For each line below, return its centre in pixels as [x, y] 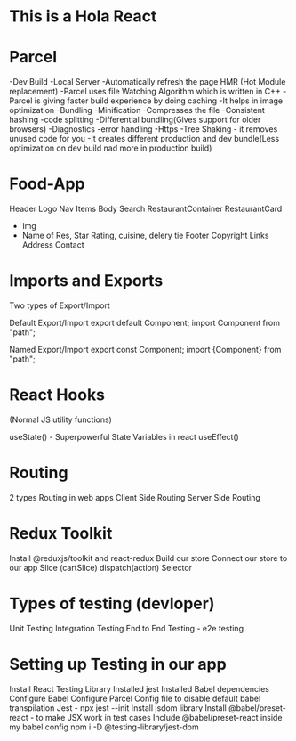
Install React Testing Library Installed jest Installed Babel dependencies [139, 688]
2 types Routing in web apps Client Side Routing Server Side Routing [135, 497]
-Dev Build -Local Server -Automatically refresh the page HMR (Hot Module [148, 82]
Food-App [47, 184]
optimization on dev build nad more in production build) [111, 148]
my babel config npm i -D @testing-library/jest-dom [104, 727]
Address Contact [53, 245]
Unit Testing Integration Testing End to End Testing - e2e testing [127, 628]
